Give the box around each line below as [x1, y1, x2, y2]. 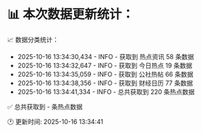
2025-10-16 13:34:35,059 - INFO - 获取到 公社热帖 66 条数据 [17, 70, 194, 78]
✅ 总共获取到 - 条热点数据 [7, 103, 83, 111]
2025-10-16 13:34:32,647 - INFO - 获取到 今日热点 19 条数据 [17, 61, 193, 70]
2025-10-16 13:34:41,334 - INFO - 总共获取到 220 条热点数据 [17, 87, 195, 95]
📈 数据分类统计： [7, 35, 59, 44]
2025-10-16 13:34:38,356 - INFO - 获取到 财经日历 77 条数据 [17, 79, 193, 87]
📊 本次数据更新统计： [7, 6, 134, 22]
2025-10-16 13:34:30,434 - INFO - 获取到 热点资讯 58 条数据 [17, 52, 194, 60]
